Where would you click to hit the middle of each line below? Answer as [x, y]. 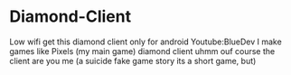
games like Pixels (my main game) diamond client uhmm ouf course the [142, 51]
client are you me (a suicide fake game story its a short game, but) [133, 61]
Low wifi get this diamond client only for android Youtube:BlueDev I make [145, 42]
